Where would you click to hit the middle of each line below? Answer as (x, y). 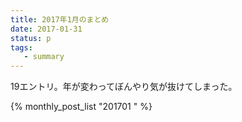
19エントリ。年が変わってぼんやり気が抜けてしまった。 (124, 87)
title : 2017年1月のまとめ (60, 19)
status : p (31, 38)
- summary (44, 57)
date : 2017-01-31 (46, 29)
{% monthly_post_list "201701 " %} (81, 107)
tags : (21, 47)
